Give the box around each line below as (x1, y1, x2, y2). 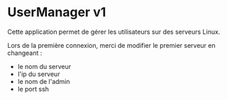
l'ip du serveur (17, 70, 60, 78)
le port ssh (17, 85, 50, 93)
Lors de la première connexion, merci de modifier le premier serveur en (7, 41, 216, 49)
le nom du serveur (17, 62, 72, 70)
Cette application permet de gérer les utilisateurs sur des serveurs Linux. (7, 27, 221, 36)
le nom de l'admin (17, 77, 70, 85)
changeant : (7, 49, 43, 57)
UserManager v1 (7, 4, 106, 20)
